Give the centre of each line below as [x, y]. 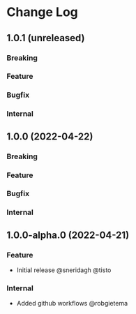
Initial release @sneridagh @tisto [64, 270]
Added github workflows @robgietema [72, 304]
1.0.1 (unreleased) [46, 38]
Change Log [42, 12]
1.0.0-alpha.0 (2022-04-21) [68, 235]
